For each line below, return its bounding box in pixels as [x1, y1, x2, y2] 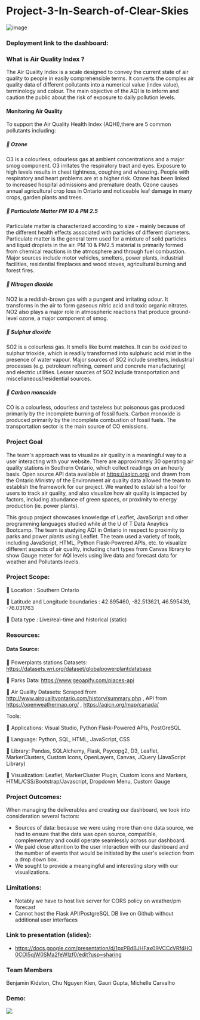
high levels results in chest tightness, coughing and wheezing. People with [6, 168, 190, 175]
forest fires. [6, 267, 35, 274]
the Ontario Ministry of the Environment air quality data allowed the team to [6, 476, 191, 484]
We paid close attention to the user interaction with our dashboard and [14, 843, 189, 850]
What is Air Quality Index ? [6, 55, 85, 63]
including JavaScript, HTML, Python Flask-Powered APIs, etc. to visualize [6, 539, 187, 546]
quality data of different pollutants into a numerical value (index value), [6, 81, 180, 88]
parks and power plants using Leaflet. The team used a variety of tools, [6, 532, 182, 540]
